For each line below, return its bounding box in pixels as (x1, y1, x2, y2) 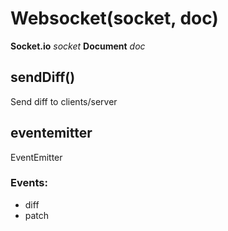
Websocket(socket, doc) (10, 7, 219, 30)
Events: (10, 176, 48, 190)
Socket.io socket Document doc (10, 40, 146, 52)
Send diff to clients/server (10, 95, 118, 107)
